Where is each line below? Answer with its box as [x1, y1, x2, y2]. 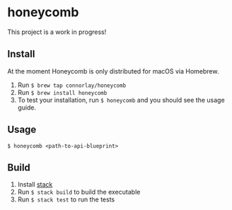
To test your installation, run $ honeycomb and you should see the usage [17, 95, 225, 104]
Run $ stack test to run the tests [17, 195, 115, 204]
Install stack [17, 180, 53, 189]
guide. [17, 103, 37, 112]
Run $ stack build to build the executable [17, 188, 141, 197]
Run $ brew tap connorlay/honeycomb [17, 81, 127, 89]
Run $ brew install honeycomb [17, 88, 108, 96]
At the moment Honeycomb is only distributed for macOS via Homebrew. [7, 66, 219, 75]
